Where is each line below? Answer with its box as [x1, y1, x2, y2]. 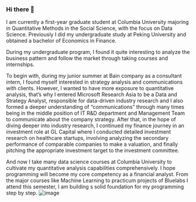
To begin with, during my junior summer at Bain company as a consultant [6, 73, 183, 80]
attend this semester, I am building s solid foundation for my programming [6, 183, 184, 190]
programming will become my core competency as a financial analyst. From [6, 171, 189, 178]
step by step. [6, 190, 38, 197]
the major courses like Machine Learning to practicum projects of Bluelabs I [6, 177, 188, 184]
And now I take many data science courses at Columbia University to [6, 158, 173, 166]
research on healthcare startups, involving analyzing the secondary [6, 135, 169, 142]
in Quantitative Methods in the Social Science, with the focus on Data [6, 25, 173, 32]
